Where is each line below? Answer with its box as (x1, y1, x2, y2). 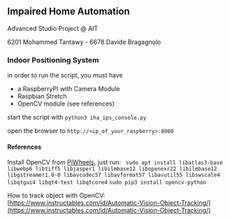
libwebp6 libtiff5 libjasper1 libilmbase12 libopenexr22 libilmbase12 (7, 166, 217, 173)
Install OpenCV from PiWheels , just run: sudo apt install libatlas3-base (7, 158, 223, 166)
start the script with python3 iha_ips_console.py (7, 113, 147, 122)
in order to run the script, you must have (7, 71, 124, 80)
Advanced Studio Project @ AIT (7, 24, 99, 32)
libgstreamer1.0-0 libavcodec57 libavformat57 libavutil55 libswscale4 (7, 171, 220, 179)
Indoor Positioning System (7, 55, 99, 65)
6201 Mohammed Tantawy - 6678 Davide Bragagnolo (7, 38, 161, 46)
